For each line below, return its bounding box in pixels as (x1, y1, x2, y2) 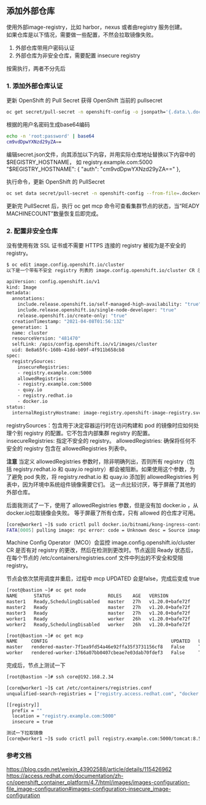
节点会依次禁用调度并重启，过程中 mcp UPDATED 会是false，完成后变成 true (6, 575, 200, 582)
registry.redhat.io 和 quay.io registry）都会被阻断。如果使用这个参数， (13, 465, 190, 473)
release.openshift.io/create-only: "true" (17, 313, 128, 319)
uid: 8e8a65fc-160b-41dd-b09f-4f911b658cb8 (12, 347, 124, 353)
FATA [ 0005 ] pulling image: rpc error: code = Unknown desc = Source (6, 527, 185, 533)
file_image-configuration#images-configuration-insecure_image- (6, 785, 172, 793)
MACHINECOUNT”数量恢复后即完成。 (6, 209, 102, 217)
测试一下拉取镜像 (6, 730, 44, 736)
